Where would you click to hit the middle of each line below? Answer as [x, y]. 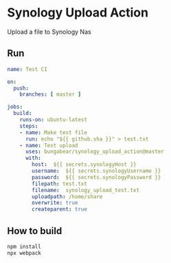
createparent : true [60, 209]
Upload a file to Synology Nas [49, 32]
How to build [35, 231]
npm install [24, 246]
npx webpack [24, 253]
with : [33, 158]
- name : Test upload [49, 145]
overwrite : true [55, 203]
